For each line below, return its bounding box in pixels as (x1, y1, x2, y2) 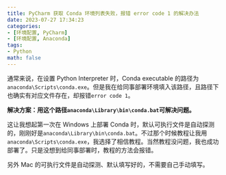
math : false (7, 55, 41, 62)
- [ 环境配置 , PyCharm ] (7, 29, 68, 36)
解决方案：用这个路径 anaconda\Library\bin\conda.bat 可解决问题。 (7, 105, 195, 113)
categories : (7, 23, 41, 29)
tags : (7, 42, 23, 49)
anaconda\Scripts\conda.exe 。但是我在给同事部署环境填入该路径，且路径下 (7, 83, 219, 91)
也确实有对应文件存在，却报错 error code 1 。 (7, 91, 134, 99)
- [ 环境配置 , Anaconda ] (7, 36, 71, 42)
